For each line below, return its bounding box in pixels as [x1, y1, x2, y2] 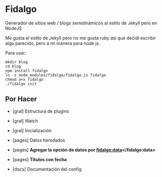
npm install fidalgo [5, 68, 48, 73]
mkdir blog [5, 59, 28, 64]
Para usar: [5, 50, 26, 56]
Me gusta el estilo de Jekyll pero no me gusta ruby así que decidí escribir [5, 35, 156, 41]
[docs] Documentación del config [12, 166, 82, 172]
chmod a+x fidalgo [5, 77, 43, 82]
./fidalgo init [5, 81, 37, 86]
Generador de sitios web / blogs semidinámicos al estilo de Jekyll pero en [5, 20, 157, 26]
